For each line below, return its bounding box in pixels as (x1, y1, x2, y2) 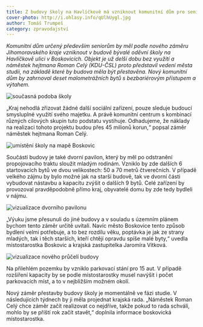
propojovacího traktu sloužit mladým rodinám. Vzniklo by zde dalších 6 (6, 160, 182, 167)
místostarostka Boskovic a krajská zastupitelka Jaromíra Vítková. (6, 242, 167, 249)
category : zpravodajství (6, 25, 69, 32)
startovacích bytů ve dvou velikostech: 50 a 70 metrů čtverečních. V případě (6, 167, 197, 174)
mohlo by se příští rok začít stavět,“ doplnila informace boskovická (6, 309, 172, 316)
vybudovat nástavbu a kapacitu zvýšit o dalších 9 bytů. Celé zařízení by (6, 179, 185, 187)
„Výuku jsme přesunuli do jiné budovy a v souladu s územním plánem (6, 216, 179, 223)
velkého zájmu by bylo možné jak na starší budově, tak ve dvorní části (6, 173, 181, 180)
